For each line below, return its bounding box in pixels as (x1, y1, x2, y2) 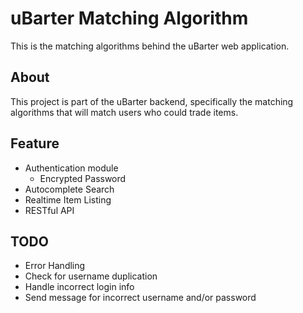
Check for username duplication (24, 270, 158, 282)
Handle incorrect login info (24, 281, 135, 293)
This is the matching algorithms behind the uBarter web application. (10, 40, 290, 52)
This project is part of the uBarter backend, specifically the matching (10, 95, 294, 107)
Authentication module (24, 162, 119, 174)
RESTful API (24, 204, 75, 216)
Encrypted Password (39, 172, 127, 184)
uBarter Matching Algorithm (10, 7, 249, 30)
